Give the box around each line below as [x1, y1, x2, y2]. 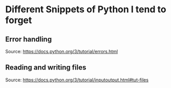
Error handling [5, 35, 52, 43]
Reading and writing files [5, 63, 87, 72]
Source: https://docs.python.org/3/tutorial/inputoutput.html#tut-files [5, 77, 149, 83]
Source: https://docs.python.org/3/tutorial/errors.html [5, 49, 118, 54]
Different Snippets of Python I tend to [5, 4, 166, 15]
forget [5, 14, 32, 26]
